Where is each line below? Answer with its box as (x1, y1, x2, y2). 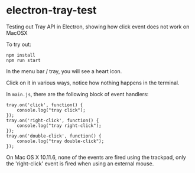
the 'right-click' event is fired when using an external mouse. (6, 160, 154, 167)
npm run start (6, 57, 41, 63)
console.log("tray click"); (17, 107, 86, 113)
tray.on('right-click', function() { (6, 117, 99, 123)
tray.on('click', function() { (6, 102, 83, 108)
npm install (6, 52, 35, 58)
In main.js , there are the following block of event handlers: (6, 90, 149, 97)
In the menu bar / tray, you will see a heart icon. (6, 67, 122, 74)
